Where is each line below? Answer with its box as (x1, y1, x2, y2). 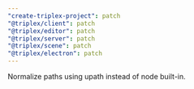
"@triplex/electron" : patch (7, 49, 103, 57)
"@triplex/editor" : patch (7, 27, 95, 35)
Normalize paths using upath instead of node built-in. (7, 72, 186, 81)
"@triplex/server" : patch (7, 34, 95, 43)
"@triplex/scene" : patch (7, 42, 92, 50)
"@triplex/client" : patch (7, 19, 95, 28)
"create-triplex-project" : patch (7, 11, 121, 20)
